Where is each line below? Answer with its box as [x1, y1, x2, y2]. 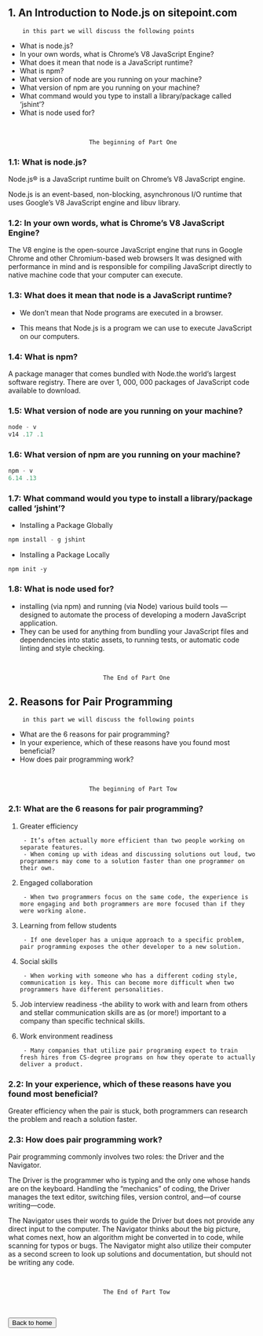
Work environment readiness [19, 1031, 114, 1041]
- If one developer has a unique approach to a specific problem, [23, 936, 245, 943]
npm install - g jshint [8, 536, 86, 544]
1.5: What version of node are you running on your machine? [8, 405, 243, 416]
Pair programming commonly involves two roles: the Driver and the [8, 1152, 225, 1161]
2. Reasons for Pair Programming [8, 695, 174, 708]
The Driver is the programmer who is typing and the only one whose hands [8, 1175, 251, 1185]
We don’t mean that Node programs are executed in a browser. [19, 308, 224, 317]
